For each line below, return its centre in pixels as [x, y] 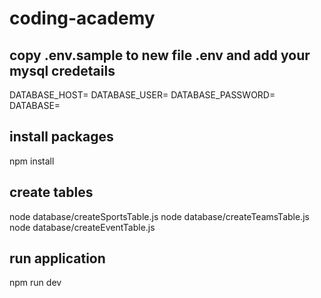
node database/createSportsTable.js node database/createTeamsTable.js [159, 216]
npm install [32, 161]
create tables [51, 192]
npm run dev [35, 283]
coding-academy [82, 18]
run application [57, 258]
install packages [61, 137]
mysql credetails [62, 70]
